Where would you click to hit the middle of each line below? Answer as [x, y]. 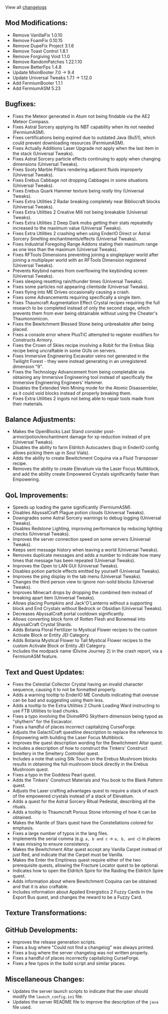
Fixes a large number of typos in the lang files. [60, 834]
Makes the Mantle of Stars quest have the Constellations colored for [83, 823]
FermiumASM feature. [35, 657]
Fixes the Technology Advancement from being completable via [78, 372]
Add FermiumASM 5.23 [37, 88]
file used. [22, 1007]
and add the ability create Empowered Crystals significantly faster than [86, 474]
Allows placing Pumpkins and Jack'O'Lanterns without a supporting [82, 603]
